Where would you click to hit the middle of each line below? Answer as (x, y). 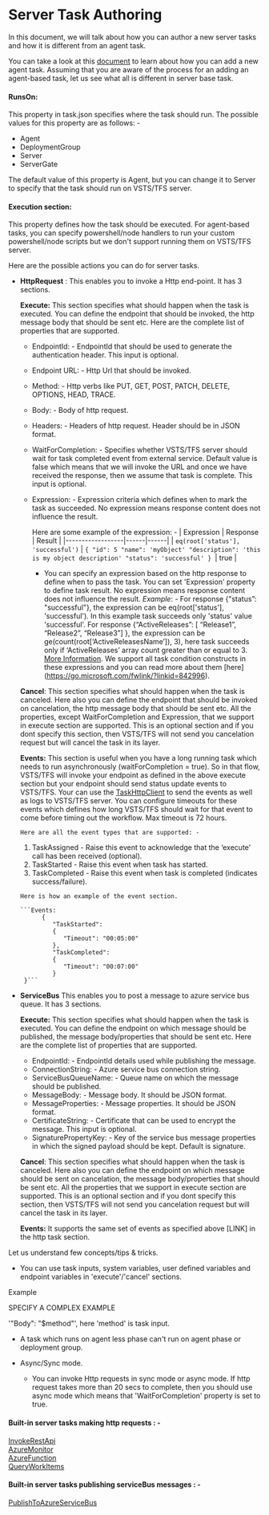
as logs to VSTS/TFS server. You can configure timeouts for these (128, 801)
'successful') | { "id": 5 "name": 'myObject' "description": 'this (146, 549)
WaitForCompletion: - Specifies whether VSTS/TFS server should (140, 450)
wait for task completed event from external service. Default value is (145, 459)
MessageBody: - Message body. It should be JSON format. (129, 1095)
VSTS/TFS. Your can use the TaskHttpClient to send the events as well (136, 792)
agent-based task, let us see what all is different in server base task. (121, 78)
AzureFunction (32, 1458)
